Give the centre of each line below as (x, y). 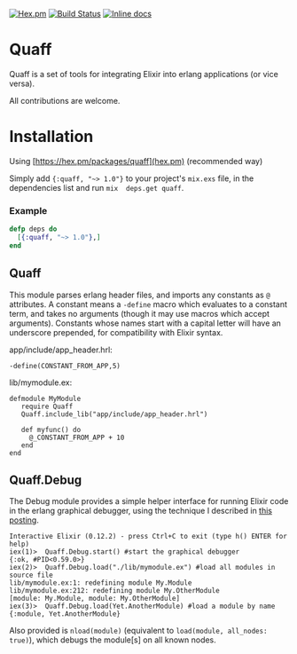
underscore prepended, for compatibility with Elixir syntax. (116, 332)
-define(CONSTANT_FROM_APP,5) (65, 366)
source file (31, 575)
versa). (22, 83)
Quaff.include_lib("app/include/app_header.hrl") (114, 414)
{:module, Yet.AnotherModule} (65, 614)
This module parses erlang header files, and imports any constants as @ (140, 295)
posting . (24, 520)
